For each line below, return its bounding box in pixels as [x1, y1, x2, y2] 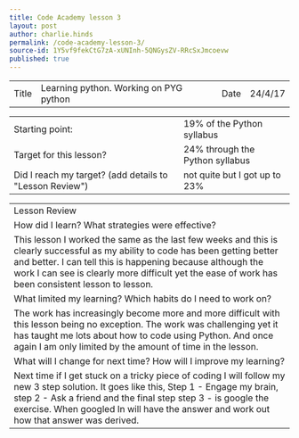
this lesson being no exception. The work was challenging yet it [13, 318, 279, 330]
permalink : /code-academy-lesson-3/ [9, 37, 145, 47]
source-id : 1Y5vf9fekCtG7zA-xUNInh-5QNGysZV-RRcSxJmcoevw [9, 46, 229, 55]
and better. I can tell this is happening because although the [13, 256, 264, 268]
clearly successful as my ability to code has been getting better [13, 244, 279, 257]
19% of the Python [183, 118, 263, 129]
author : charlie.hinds [9, 29, 93, 38]
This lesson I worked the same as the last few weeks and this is [13, 234, 279, 245]
